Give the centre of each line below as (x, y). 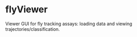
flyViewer (27, 10)
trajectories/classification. (33, 29)
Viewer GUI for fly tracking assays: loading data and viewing (69, 24)
